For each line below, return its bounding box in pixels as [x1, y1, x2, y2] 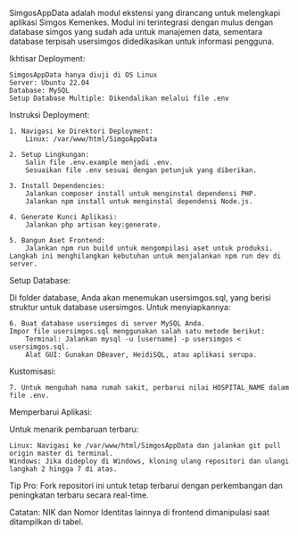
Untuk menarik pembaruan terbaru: [9, 424, 139, 434]
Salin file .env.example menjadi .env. [25, 158, 174, 167]
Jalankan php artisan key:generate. [25, 220, 162, 229]
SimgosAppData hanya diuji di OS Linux [9, 70, 158, 79]
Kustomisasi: [9, 366, 56, 376]
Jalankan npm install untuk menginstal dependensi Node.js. [25, 197, 253, 206]
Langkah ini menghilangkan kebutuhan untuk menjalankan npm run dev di [9, 252, 281, 260]
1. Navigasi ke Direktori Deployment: [9, 127, 153, 136]
